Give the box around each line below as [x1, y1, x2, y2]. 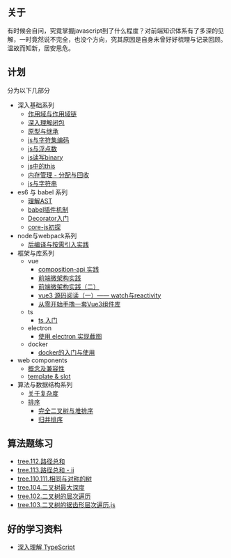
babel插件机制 [27, 205, 69, 214]
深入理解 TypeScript [17, 543, 75, 552]
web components [17, 356, 67, 364]
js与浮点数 [27, 144, 58, 153]
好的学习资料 [7, 523, 63, 535]
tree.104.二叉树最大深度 [17, 483, 85, 492]
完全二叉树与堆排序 [38, 406, 94, 414]
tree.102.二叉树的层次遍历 [17, 492, 91, 500]
